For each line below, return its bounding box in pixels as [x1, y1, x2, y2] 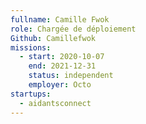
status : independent [28, 71, 114, 81]
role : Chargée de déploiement [10, 24, 137, 34]
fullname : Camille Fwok [10, 14, 110, 25]
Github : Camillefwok [10, 33, 97, 43]
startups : [10, 89, 52, 99]
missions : [10, 42, 52, 53]
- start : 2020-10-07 [19, 52, 105, 62]
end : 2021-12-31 [28, 61, 97, 71]
